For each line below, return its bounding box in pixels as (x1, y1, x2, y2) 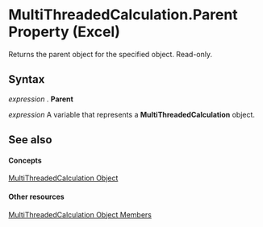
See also (8, 133, 52, 147)
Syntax (8, 72, 45, 86)
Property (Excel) (8, 23, 121, 41)
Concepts (8, 155, 42, 165)
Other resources (8, 192, 65, 201)
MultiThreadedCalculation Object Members (8, 209, 152, 219)
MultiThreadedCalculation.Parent (8, 6, 238, 24)
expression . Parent (8, 94, 74, 104)
